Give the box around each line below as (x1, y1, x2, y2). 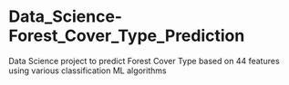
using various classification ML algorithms (8, 65, 167, 76)
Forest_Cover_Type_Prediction (8, 25, 245, 46)
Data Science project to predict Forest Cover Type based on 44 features (8, 55, 280, 66)
